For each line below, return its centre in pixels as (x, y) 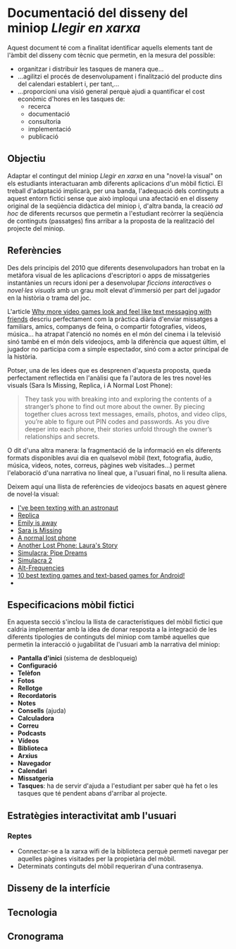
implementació (50, 129)
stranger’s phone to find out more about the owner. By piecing (115, 406)
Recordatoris (37, 696)
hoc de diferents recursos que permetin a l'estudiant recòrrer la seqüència (116, 213)
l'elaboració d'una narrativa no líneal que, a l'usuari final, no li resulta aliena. (117, 472)
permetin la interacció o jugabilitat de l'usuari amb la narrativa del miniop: (114, 644)
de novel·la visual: (33, 494)
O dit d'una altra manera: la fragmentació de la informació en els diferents (114, 450)
